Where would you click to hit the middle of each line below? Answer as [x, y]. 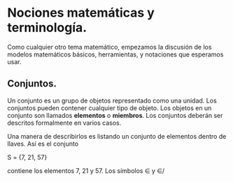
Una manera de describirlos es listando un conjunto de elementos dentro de [117, 136]
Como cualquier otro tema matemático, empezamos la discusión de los [110, 47]
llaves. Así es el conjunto [43, 144]
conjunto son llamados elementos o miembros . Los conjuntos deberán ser [115, 115]
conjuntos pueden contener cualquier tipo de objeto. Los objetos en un [110, 108]
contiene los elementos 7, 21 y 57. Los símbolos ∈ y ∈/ [86, 170]
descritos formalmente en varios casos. [64, 123]
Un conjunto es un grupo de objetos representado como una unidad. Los [112, 100]
